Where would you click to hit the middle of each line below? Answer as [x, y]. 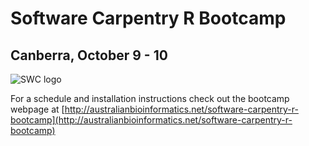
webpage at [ [37, 109]
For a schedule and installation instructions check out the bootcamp [150, 98]
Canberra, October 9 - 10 [89, 55]
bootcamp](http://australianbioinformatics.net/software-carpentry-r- [151, 120]
